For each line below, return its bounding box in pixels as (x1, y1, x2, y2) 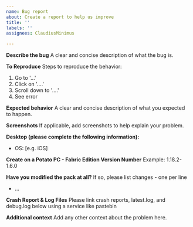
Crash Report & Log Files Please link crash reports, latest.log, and (6, 196, 166, 204)
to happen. (6, 111, 32, 118)
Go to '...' (14, 74, 36, 82)
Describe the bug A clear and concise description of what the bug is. (6, 52, 174, 59)
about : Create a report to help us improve (6, 14, 114, 20)
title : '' (6, 19, 31, 25)
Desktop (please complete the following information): (6, 133, 140, 141)
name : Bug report (6, 8, 49, 15)
